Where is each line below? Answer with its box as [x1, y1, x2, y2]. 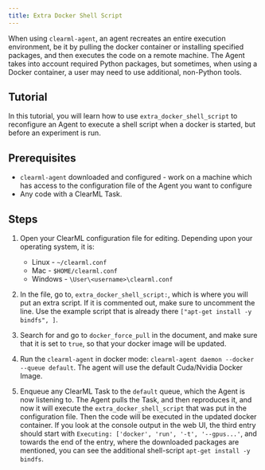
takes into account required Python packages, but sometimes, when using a [8, 59, 258, 68]
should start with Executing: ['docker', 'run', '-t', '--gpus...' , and [19, 429, 257, 438]
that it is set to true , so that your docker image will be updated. [19, 339, 227, 348]
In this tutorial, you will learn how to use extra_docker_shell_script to [8, 111, 238, 121]
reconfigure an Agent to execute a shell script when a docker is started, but [8, 120, 256, 130]
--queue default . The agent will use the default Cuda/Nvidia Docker [19, 363, 244, 372]
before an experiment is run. [8, 128, 101, 138]
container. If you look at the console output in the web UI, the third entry [19, 421, 256, 430]
